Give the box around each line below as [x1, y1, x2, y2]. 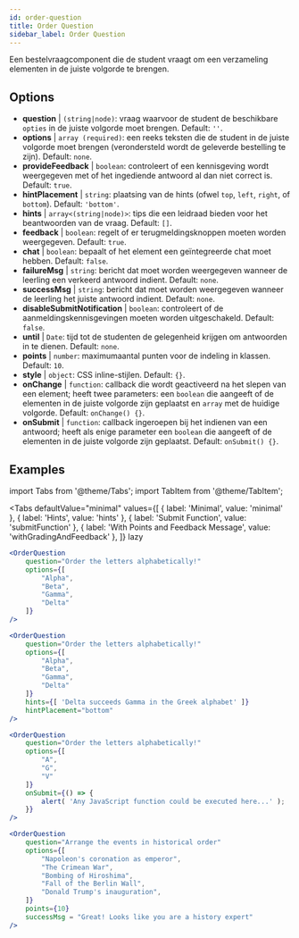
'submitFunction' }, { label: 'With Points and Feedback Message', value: [9, 522, 270, 532]
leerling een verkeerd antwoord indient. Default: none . [21, 274, 219, 286]
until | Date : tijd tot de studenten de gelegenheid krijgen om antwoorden [21, 331, 287, 342]
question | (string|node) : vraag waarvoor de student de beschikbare [21, 113, 278, 124]
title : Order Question [9, 21, 94, 30]
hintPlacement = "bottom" [25, 706, 114, 715]
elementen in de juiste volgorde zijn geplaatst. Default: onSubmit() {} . [21, 436, 279, 447]
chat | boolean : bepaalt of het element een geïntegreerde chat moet [21, 247, 272, 257]
